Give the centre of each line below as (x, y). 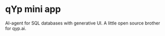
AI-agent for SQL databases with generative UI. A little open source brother (83, 23)
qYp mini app (33, 9)
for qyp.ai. (16, 28)
